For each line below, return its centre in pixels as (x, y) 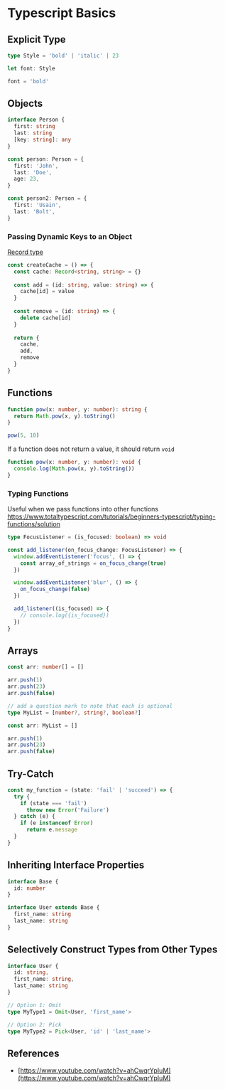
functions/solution (34, 524)
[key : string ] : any (43, 140)
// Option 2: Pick (34, 1025)
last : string (33, 133)
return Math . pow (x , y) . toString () (65, 416)
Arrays (23, 650)
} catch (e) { (34, 817)
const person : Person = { (45, 159)
